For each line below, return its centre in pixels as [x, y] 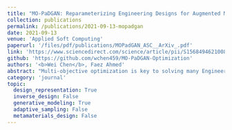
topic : [17, 84]
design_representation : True [55, 90]
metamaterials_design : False [55, 116]
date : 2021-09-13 [32, 33]
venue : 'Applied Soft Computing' [55, 39]
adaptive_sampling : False [51, 109]
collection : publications [44, 20]
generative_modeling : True [52, 103]
